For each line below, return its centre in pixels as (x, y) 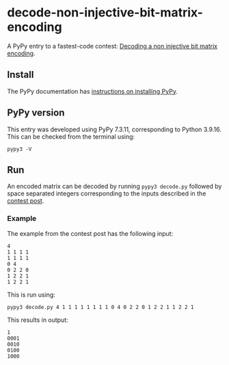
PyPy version (36, 113)
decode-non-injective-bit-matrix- (105, 13)
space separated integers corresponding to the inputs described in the (107, 193)
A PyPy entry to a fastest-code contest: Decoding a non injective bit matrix (112, 46)
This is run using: (31, 295)
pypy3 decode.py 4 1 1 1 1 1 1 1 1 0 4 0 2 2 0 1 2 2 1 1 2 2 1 (100, 307)
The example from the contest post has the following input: (90, 233)
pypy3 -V (19, 149)
